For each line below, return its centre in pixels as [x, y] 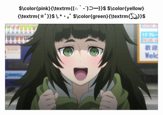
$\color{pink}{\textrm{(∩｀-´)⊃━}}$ [63, 8]
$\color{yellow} [126, 8]
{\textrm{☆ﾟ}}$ [36, 16]
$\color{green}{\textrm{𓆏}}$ [109, 16]
